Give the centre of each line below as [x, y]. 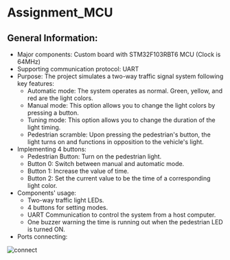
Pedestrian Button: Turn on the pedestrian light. [94, 156]
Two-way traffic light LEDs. [66, 200]
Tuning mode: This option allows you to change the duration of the [121, 120]
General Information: [53, 38]
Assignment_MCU [60, 13]
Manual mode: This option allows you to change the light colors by [121, 105]
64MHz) [29, 62]
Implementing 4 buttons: [52, 149]
